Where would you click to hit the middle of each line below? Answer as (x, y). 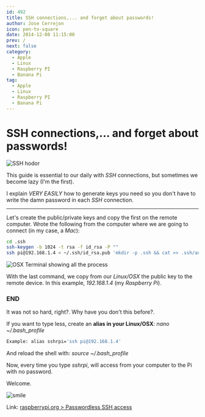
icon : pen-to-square (33, 29)
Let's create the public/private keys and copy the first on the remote (92, 217)
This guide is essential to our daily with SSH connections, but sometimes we (102, 175)
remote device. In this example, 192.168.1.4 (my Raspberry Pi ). (84, 283)
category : (19, 52)
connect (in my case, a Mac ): (43, 231)
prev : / (16, 40)
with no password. (30, 372)
